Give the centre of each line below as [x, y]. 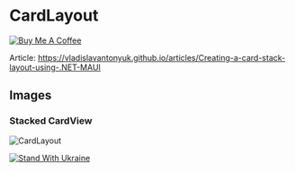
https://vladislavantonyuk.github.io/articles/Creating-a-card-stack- [161, 57]
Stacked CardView [51, 121]
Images [31, 95]
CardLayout [54, 16]
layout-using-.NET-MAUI [55, 67]
